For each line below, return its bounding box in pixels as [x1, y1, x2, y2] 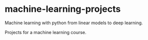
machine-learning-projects [5, 3, 121, 15]
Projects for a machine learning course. [5, 29, 87, 35]
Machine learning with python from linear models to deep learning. [5, 20, 143, 26]
